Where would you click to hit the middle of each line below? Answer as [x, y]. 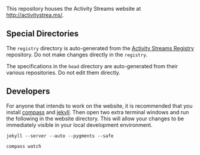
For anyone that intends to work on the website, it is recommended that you [99, 106]
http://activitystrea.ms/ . [35, 15]
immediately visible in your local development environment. [79, 124]
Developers [28, 91]
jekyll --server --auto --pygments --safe [60, 136]
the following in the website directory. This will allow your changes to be [95, 118]
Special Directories [43, 34]
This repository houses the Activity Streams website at [74, 9]
